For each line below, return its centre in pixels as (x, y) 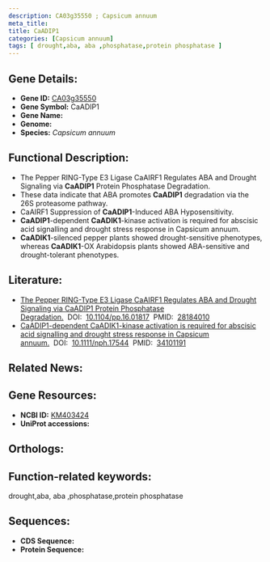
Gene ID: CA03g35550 (58, 98)
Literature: (36, 280)
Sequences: (39, 521)
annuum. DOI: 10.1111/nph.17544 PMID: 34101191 (103, 342)
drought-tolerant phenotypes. (70, 255)
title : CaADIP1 (34, 31)
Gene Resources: (53, 396)
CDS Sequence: (47, 541)
